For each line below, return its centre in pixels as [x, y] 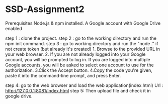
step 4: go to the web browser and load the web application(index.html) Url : [84, 85]
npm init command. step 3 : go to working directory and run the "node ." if [82, 43]
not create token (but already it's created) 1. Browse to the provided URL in [82, 49]
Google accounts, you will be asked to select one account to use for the [80, 65]
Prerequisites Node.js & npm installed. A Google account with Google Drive [83, 23]
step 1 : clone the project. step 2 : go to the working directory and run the [81, 38]
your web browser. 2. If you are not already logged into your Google [75, 54]
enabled [14, 28]
